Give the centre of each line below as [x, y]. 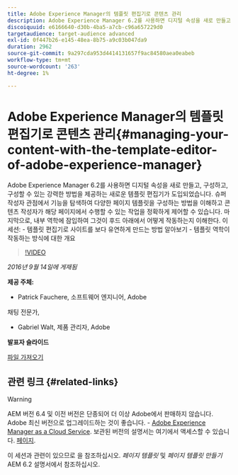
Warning [19, 399]
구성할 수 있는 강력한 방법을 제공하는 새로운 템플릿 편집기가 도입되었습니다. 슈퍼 [117, 194]
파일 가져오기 [25, 357]
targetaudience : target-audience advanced [71, 34]
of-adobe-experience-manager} [105, 165]
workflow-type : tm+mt [39, 60]
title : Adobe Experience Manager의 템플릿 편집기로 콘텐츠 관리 [95, 14]
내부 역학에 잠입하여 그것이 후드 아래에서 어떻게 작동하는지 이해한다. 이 [131, 221]
